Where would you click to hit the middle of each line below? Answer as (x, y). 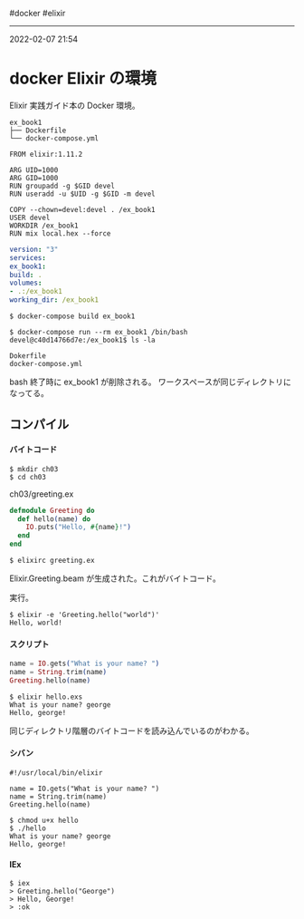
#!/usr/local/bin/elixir (56, 773)
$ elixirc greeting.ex (52, 561)
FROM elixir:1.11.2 (46, 154)
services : (28, 257)
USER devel (30, 218)
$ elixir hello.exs (46, 697)
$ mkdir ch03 (34, 469)
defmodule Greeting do (52, 510)
